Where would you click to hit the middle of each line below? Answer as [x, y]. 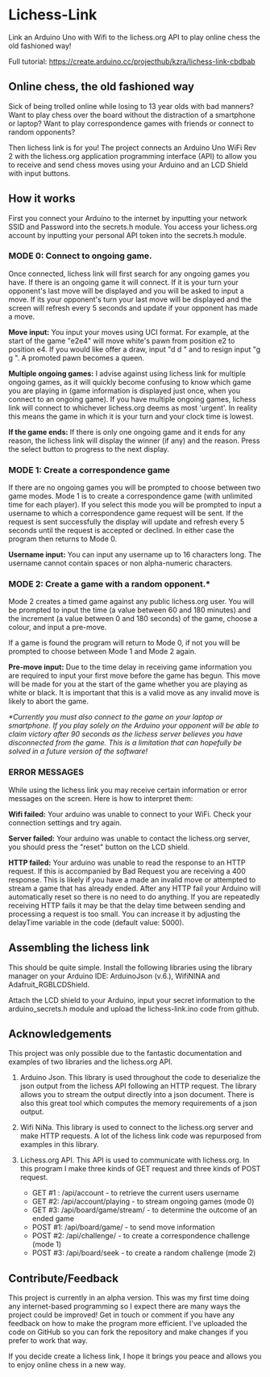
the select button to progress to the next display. [89, 449]
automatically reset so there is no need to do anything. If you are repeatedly [134, 896]
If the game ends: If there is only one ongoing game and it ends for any [127, 432]
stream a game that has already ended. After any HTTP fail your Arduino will [135, 888]
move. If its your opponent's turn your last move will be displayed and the [130, 299]
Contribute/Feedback [64, 1278]
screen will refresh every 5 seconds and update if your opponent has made [133, 307]
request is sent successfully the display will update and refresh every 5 [127, 522]
